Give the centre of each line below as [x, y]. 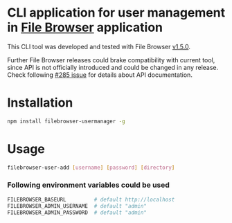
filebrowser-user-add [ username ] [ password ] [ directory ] [91, 168]
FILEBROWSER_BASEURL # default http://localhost [91, 199]
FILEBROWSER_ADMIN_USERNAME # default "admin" [77, 206]
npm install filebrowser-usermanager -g [66, 121]
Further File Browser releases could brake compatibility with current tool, [111, 60]
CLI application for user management [116, 13]
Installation [40, 103]
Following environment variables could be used [88, 185]
